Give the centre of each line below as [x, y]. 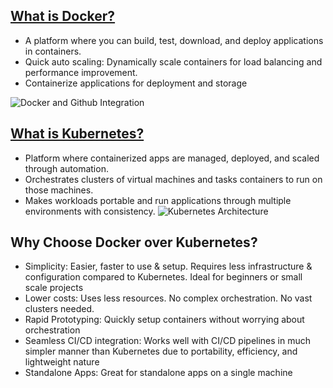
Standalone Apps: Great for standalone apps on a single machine [158, 373]
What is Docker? [63, 16]
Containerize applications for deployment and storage [136, 83]
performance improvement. [81, 72]
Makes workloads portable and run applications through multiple [158, 200]
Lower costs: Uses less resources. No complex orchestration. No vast [168, 298]
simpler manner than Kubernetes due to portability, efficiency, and [161, 351]
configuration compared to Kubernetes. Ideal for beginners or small [163, 277]
